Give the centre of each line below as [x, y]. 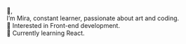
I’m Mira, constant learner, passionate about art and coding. [93, 18]
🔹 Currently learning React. [46, 33]
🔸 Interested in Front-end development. [64, 25]
